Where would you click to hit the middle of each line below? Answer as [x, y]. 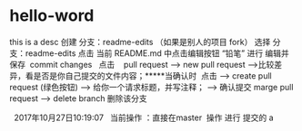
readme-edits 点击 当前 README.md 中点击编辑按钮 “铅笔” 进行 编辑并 [157, 53]
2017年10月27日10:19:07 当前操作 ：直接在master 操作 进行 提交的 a [143, 117]
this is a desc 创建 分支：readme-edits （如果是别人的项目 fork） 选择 [140, 42]
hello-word [52, 16]
